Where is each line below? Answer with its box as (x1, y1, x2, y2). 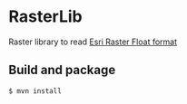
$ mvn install (8, 86, 63, 96)
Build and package (8, 62, 116, 78)
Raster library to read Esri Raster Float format (8, 36, 178, 47)
